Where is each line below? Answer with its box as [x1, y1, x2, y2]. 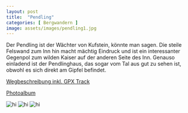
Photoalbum [6, 89, 36, 96]
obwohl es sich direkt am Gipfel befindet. [6, 66, 107, 74]
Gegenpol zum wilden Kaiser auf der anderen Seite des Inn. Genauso [6, 54, 175, 61]
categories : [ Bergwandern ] [6, 20, 78, 25]
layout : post [6, 8, 39, 15]
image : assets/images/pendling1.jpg [6, 25, 97, 31]
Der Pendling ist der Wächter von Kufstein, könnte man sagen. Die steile [6, 41, 182, 49]
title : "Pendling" [6, 14, 55, 20]
